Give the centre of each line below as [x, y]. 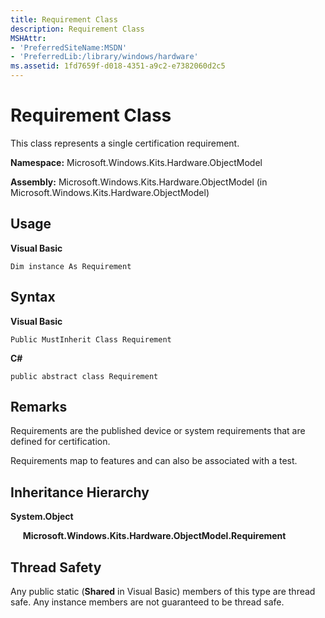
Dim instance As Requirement [71, 266]
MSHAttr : [28, 38]
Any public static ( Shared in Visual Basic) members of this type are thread [163, 591]
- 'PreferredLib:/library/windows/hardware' [104, 57]
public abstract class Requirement [84, 376]
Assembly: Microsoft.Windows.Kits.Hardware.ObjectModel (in [139, 182]
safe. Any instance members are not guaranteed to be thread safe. [147, 602]
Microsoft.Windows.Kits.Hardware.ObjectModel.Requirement [154, 536]
